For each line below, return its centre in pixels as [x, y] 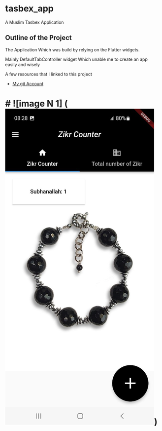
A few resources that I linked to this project [49, 74]
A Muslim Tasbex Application [34, 22]
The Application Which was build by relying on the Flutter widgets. [72, 49]
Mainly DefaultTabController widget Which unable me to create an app [76, 59]
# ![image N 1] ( [36, 103]
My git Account [28, 83]
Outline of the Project [39, 38]
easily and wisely [23, 64]
